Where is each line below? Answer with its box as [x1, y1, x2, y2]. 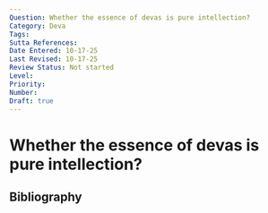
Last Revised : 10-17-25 [9, 55, 99, 64]
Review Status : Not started [9, 64, 115, 72]
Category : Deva [9, 21, 66, 30]
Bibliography [9, 189, 82, 204]
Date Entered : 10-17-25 [9, 47, 99, 55]
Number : [9, 88, 39, 97]
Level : [9, 72, 34, 81]
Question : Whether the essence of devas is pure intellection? [9, 13, 251, 22]
